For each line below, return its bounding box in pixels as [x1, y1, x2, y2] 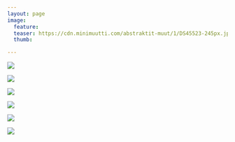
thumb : [13, 36, 33, 43]
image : [7, 17, 27, 24]
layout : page [7, 10, 45, 17]
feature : [13, 23, 39, 30]
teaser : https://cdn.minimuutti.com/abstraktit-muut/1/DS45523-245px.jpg [13, 29, 233, 37]
